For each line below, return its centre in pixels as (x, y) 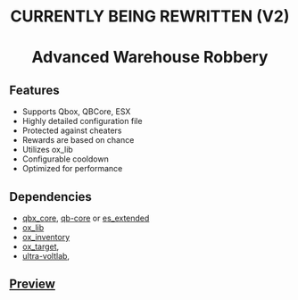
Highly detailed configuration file (82, 121)
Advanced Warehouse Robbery (150, 58)
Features (34, 90)
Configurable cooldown (65, 159)
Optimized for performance (72, 169)
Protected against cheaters (72, 130)
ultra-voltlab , (46, 256)
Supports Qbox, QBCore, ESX (76, 112)
